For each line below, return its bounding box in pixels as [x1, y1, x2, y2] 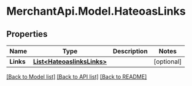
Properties [6, 29, 48, 39]
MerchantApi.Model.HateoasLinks [6, 4, 186, 18]
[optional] [153, 57, 182, 66]
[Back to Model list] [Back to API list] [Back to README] [6, 73, 147, 80]
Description [112, 47, 148, 55]
